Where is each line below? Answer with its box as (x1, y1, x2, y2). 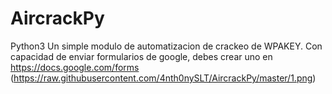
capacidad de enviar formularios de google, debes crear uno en (10, 50, 273, 62)
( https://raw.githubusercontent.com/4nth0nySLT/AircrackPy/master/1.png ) (10, 72, 317, 84)
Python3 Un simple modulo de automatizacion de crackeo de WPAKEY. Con (10, 40, 323, 52)
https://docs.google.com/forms (10, 61, 140, 73)
